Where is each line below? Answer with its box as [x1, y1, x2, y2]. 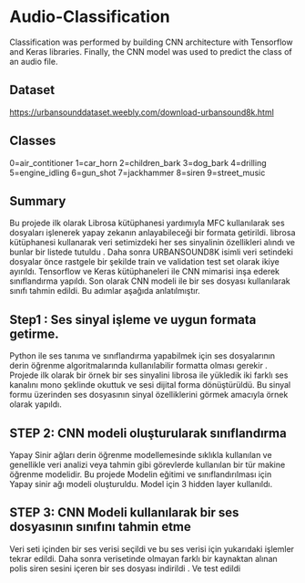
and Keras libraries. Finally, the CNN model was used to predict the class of [9, 46, 293, 57]
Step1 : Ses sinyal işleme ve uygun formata [9, 312, 257, 328]
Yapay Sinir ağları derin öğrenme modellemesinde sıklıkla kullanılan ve [9, 450, 272, 460]
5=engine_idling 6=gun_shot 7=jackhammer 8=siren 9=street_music [9, 167, 266, 178]
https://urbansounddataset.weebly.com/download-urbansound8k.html [9, 107, 275, 118]
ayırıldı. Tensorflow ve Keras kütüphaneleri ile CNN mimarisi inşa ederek [9, 266, 280, 277]
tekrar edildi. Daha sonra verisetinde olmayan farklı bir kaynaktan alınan [9, 553, 278, 564]
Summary [9, 193, 66, 209]
